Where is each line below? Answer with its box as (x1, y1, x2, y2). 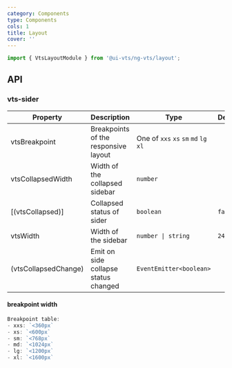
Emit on (90, 246, 115, 256)
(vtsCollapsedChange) (10, 264, 84, 273)
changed (90, 281, 119, 291)
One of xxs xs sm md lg (136, 133, 207, 143)
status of (90, 206, 119, 216)
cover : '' (7, 36, 36, 43)
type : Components (7, 17, 57, 23)
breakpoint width (7, 300, 57, 309)
